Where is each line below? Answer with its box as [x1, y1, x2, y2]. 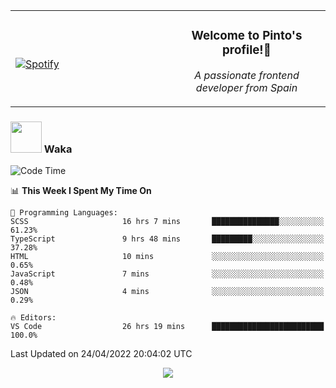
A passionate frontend [194, 68, 300, 82]
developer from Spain [195, 80, 298, 94]
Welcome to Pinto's [191, 28, 303, 44]
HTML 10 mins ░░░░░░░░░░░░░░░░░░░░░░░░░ [10, 252, 325, 262]
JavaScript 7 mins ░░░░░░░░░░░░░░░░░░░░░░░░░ [10, 269, 325, 279]
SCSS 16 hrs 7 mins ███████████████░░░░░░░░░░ [10, 217, 325, 227]
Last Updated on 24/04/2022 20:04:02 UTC [10, 348, 193, 360]
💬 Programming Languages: [10, 208, 118, 218]
